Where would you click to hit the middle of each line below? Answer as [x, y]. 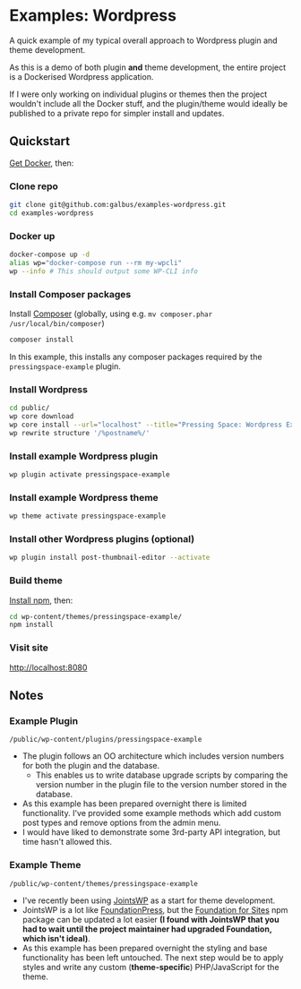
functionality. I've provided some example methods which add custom [152, 813]
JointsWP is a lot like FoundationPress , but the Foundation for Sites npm [155, 909]
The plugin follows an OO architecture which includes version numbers [153, 756]
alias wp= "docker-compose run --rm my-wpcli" [95, 262]
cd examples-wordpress [52, 213]
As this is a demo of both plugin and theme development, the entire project [148, 67]
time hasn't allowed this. [67, 842]
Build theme [36, 580]
